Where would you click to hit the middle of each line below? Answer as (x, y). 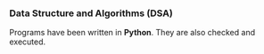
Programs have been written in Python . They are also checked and (132, 33)
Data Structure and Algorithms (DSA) (91, 13)
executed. (28, 42)
